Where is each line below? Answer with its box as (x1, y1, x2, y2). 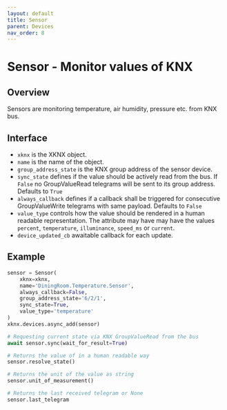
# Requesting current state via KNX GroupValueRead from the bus (7, 333, 199, 340)
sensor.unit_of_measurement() (7, 378, 95, 384)
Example (7, 251, 46, 263)
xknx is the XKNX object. (17, 150, 88, 159)
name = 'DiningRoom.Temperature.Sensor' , (19, 282, 135, 289)
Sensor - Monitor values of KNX (7, 59, 193, 75)
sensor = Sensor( (7, 269, 57, 276)
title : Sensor (7, 17, 48, 23)
